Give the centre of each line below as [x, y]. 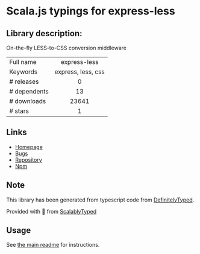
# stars [19, 111]
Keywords [23, 72]
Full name [23, 62]
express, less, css [80, 72]
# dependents [29, 91]
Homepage [29, 147]
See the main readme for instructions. [53, 245]
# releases [24, 81]
